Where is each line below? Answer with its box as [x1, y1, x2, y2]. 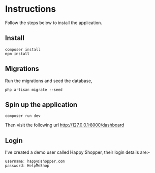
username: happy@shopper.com [5, 159, 65, 164]
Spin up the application [5, 100, 78, 109]
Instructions [5, 3, 56, 15]
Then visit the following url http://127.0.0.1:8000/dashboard [5, 122, 124, 128]
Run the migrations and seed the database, [5, 78, 93, 84]
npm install [5, 51, 30, 56]
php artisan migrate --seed [5, 87, 63, 92]
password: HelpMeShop [5, 163, 50, 168]
